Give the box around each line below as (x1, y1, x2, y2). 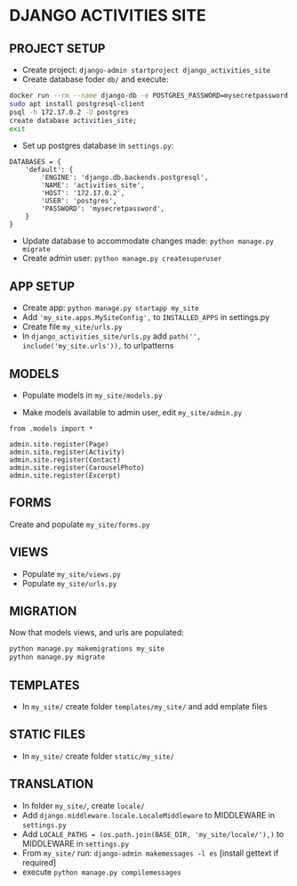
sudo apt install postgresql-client (9, 99, 145, 108)
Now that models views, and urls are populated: (9, 628, 184, 638)
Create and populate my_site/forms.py (9, 519, 150, 529)
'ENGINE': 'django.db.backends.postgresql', (41, 173, 209, 183)
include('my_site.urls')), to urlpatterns (21, 340, 174, 351)
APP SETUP (9, 278, 76, 294)
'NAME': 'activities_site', (41, 181, 145, 190)
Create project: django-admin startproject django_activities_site (21, 64, 271, 75)
